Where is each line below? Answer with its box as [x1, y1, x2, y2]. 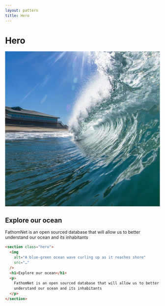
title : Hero [5, 13, 29, 18]
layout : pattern [5, 8, 38, 13]
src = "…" [14, 260, 29, 265]
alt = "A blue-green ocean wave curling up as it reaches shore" [14, 255, 146, 260]
